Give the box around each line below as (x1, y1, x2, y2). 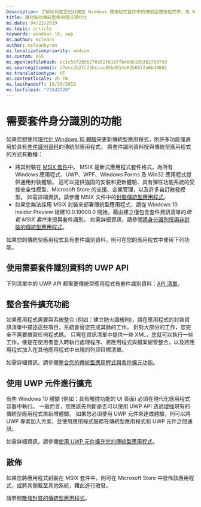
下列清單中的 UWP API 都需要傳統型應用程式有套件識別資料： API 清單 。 (6, 280, 183, 287)
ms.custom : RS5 (6, 53, 44, 59)
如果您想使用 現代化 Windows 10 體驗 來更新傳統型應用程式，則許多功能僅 (6, 136, 186, 143)
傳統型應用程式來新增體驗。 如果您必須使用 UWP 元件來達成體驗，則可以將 (6, 410, 191, 418)
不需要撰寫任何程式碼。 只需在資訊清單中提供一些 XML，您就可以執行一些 (11, 331, 193, 338)
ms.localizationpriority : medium (6, 48, 90, 54)
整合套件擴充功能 (6, 299, 69, 310)
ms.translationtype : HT (6, 70, 66, 76)
